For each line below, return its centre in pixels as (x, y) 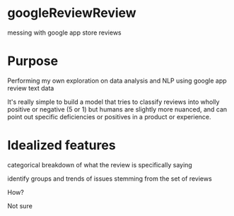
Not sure (20, 205)
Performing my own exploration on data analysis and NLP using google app (117, 80)
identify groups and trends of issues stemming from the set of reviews (110, 179)
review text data (31, 88)
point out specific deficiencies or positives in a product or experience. (109, 116)
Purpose (33, 61)
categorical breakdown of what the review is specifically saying (100, 164)
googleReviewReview (72, 13)
